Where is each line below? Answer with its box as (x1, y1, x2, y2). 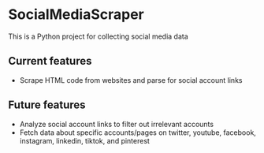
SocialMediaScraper (8, 6, 144, 24)
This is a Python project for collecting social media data (8, 32, 189, 41)
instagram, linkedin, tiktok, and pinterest (19, 136, 150, 145)
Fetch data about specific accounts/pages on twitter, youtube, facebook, (19, 128, 256, 137)
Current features (8, 54, 92, 68)
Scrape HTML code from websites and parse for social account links (19, 75, 243, 84)
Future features (8, 99, 86, 112)
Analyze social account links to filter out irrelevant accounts (19, 119, 214, 129)
